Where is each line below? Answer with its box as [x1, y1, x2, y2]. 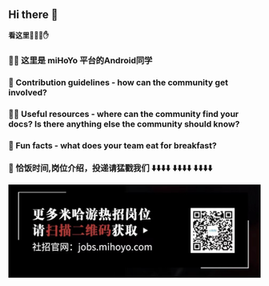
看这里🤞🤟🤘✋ [8, 30, 50, 40]
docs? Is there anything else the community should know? [8, 118, 240, 129]
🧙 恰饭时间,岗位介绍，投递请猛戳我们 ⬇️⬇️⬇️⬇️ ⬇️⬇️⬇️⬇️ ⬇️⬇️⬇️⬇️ [8, 163, 213, 174]
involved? [8, 87, 48, 98]
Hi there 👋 [8, 8, 58, 22]
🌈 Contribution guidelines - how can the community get [8, 77, 228, 88]
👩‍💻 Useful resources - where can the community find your [8, 108, 239, 119]
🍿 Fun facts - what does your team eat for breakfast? [8, 139, 218, 151]
